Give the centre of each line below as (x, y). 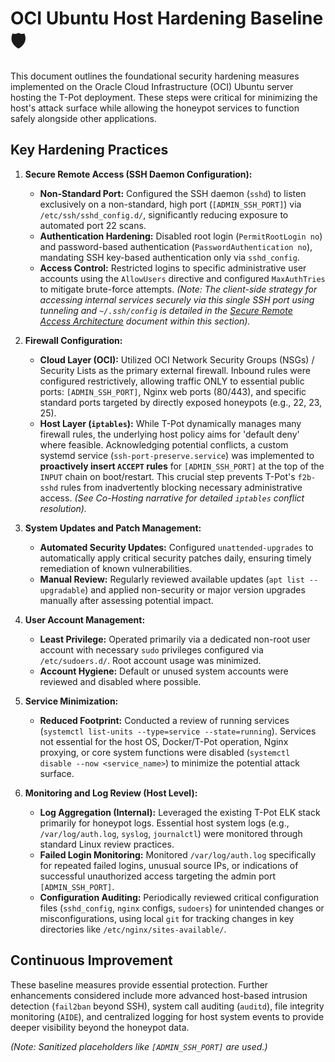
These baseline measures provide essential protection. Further (139, 984)
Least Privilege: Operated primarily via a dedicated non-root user (175, 639)
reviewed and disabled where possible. (120, 681)
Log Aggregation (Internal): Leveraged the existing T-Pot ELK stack (180, 812)
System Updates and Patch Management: (113, 528)
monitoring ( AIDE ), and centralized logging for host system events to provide (167, 1016)
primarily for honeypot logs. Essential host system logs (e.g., (164, 823)
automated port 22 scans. (93, 225)
